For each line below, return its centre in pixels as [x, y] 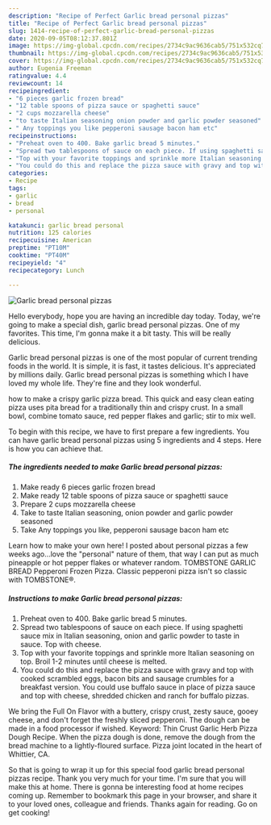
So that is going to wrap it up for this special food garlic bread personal [126, 770]
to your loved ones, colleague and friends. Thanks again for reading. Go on [133, 804]
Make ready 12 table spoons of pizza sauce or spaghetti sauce [124, 496]
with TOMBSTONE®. [42, 580]
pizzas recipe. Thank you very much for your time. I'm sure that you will [127, 778]
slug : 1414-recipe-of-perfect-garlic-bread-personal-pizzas [112, 31]
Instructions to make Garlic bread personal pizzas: [96, 598]
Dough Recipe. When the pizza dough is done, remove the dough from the [132, 737]
